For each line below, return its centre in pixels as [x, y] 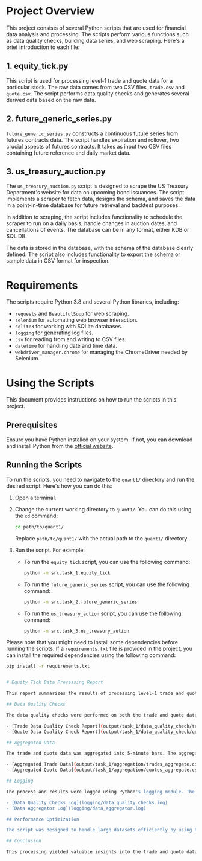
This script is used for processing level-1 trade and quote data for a [90, 80]
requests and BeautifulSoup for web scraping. [72, 314]
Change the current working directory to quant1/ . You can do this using [103, 509]
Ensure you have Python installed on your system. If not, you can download [99, 440]
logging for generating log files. [54, 333]
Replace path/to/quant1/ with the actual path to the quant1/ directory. [102, 538]
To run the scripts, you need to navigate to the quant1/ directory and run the [100, 479]
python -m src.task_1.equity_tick [67, 573]
